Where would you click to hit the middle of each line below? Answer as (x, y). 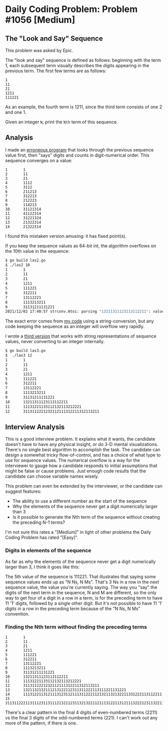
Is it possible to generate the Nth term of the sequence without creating (86, 517)
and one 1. (16, 112)
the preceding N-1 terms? (38, 522)
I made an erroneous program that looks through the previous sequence (79, 150)
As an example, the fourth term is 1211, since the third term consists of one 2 (84, 107)
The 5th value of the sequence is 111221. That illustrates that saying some (80, 576)
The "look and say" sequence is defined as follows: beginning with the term (83, 60)
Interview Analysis (35, 427)
